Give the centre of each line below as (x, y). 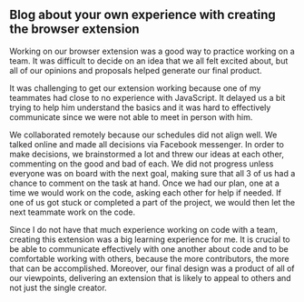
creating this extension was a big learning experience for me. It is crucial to (150, 239)
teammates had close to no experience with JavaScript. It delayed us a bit (147, 97)
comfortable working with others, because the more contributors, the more (149, 258)
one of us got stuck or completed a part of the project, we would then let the (152, 202)
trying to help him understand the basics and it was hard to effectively (140, 107)
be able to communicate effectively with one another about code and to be (149, 248)
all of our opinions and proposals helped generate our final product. (136, 70)
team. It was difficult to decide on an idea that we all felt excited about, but (149, 60)
